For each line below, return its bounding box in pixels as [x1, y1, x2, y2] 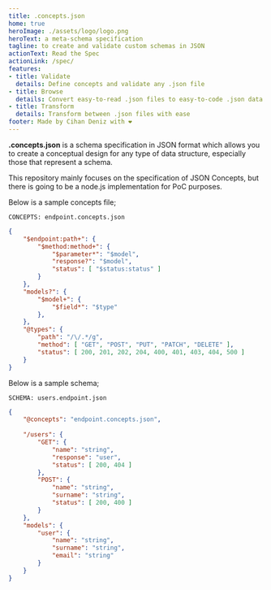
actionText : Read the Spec [8, 50, 100, 58]
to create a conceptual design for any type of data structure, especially [8, 148, 246, 158]
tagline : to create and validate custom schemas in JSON [8, 42, 205, 50]
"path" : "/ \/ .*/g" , [37, 333, 104, 341]
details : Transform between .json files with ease [15, 111, 191, 119]
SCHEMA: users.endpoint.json [8, 393, 107, 402]
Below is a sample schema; [8, 378, 100, 388]
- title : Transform [8, 102, 75, 111]
